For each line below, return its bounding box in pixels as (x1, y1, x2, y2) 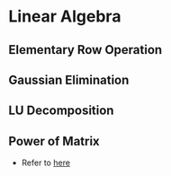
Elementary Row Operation (8, 42, 163, 57)
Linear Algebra (8, 6, 121, 27)
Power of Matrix (8, 133, 100, 149)
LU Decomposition (8, 103, 114, 119)
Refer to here (21, 157, 71, 168)
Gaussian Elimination (8, 72, 130, 87)
